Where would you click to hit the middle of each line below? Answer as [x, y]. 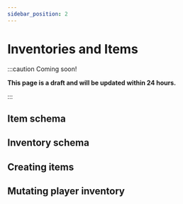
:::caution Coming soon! [42, 69]
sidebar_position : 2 [38, 14]
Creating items [41, 167]
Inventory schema [49, 143]
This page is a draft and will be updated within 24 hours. [91, 82]
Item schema [37, 118]
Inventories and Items [73, 49]
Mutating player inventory [66, 192]
